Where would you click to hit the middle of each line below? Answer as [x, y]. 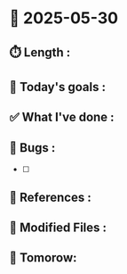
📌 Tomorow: [43, 258]
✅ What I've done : [62, 117]
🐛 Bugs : [32, 148]
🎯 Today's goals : [58, 87]
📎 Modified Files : [58, 227]
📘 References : [50, 197]
